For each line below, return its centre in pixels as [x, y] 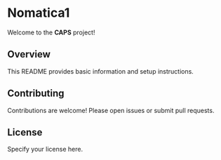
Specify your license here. [45, 149]
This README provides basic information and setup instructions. [101, 71]
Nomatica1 [39, 13]
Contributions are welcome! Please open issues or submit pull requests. [111, 110]
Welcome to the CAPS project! [51, 32]
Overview [29, 54]
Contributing [36, 94]
